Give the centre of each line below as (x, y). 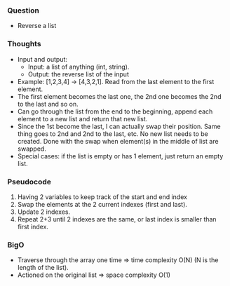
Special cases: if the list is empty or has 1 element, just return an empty (120, 156)
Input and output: (42, 59)
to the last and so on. (48, 104)
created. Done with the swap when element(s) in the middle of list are (118, 141)
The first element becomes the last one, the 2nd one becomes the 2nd (119, 96)
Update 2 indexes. (44, 212)
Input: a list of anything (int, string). (79, 67)
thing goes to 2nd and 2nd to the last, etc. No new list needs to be (113, 134)
